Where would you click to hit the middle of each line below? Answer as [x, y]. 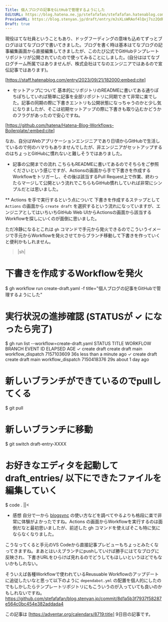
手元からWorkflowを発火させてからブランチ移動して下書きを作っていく [87, 235]
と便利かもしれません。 [29, 242]
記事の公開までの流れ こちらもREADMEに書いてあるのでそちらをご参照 [85, 164]
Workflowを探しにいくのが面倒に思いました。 [52, 219]
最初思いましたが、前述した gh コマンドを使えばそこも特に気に [95, 528]
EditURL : [14, 15]
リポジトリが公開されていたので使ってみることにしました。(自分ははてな [80, 58]
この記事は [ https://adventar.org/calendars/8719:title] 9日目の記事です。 [79, 614]
